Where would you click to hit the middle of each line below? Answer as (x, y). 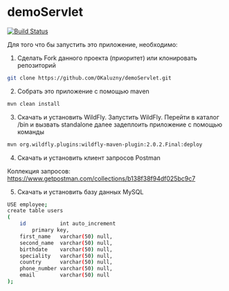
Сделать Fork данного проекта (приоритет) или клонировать (107, 58)
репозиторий (37, 65)
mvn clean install (34, 104)
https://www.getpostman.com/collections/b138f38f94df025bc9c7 (101, 178)
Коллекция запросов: (39, 171)
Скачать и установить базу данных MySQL (80, 191)
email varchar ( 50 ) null (65, 275)
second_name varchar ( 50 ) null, (66, 243)
